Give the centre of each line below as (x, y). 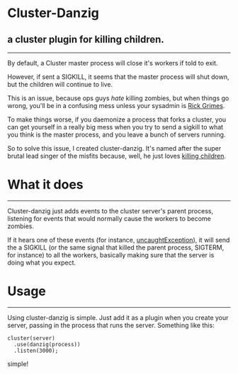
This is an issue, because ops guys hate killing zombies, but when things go (118, 98)
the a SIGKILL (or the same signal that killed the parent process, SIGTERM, (116, 247)
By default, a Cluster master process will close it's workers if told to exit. (113, 63)
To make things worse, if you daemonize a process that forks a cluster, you (117, 119)
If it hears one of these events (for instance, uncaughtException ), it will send (119, 240)
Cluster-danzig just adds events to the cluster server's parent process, (110, 210)
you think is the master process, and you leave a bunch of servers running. (117, 134)
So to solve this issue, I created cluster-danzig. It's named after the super (114, 148)
